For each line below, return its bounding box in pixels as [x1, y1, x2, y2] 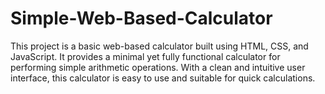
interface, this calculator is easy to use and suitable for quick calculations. [10, 72, 316, 84]
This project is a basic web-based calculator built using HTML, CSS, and [10, 40, 309, 52]
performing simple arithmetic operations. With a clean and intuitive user [10, 61, 306, 73]
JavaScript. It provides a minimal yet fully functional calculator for [10, 50, 281, 62]
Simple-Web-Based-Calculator [10, 7, 273, 30]
